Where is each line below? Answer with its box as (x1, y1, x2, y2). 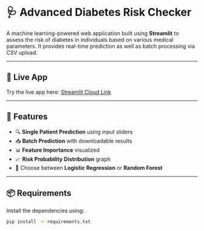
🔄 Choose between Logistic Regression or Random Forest (15, 164, 163, 171)
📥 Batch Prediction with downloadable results (15, 137, 132, 144)
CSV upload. (6, 49, 38, 56)
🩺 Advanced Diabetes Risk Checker (6, 5, 192, 19)
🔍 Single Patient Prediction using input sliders (15, 128, 133, 135)
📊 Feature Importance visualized (15, 146, 100, 153)
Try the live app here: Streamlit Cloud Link (6, 88, 111, 95)
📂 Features (6, 112, 48, 122)
